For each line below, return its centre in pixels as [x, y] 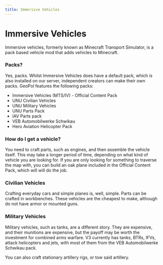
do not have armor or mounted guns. [42, 204]
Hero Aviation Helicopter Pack [42, 126]
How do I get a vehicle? [33, 139]
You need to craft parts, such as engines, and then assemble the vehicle [77, 150]
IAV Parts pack [27, 116]
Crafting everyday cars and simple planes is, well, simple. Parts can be [76, 193]
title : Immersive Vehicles [32, 9]
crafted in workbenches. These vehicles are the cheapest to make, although [81, 199]
